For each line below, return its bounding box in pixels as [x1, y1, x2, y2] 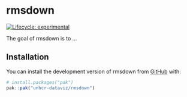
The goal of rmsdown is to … [6, 35, 77, 42]
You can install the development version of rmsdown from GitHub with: [6, 68, 181, 75]
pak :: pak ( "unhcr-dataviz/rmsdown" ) [6, 85, 95, 91]
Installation [6, 52, 49, 62]
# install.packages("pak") [6, 79, 74, 85]
